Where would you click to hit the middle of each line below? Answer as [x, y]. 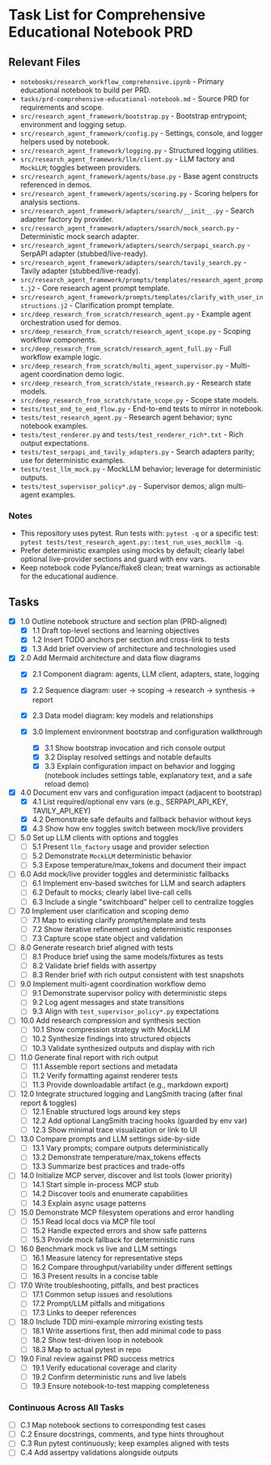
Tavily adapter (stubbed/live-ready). [80, 271]
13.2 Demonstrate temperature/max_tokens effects [116, 1157]
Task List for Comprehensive [107, 15]
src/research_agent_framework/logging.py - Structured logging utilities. [139, 150]
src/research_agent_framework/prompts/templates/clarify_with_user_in [142, 297]
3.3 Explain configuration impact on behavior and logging [140, 766]
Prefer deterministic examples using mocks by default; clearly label [132, 551]
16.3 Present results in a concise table [95, 1276]
